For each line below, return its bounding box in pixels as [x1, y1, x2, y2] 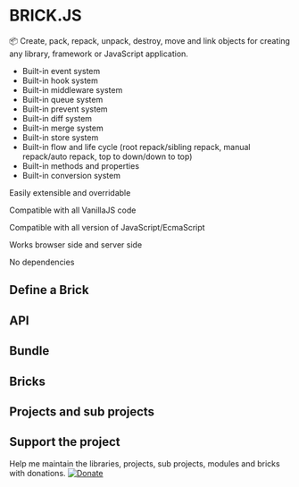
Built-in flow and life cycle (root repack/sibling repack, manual [21, 141, 252, 152]
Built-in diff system [21, 113, 92, 123]
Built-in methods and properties [21, 160, 140, 171]
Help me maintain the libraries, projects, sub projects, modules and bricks [9, 458, 280, 469]
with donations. [9, 467, 66, 478]
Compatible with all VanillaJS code [9, 205, 137, 215]
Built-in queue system [21, 94, 104, 105]
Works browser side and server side [9, 239, 143, 250]
